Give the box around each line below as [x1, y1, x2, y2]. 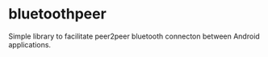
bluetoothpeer [8, 5, 107, 23]
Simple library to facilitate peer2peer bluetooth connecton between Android [8, 31, 260, 41]
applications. [8, 39, 51, 49]
